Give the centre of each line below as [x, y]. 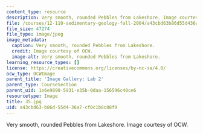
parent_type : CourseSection [42, 85]
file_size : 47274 [28, 29]
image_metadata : [27, 40]
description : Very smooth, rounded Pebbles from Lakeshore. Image [92, 18]
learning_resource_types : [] [43, 62]
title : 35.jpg [24, 101]
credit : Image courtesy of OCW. [53, 51]
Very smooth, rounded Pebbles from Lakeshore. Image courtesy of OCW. [97, 124]
